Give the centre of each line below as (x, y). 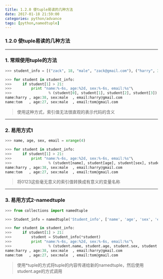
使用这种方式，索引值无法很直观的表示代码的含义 (66, 112)
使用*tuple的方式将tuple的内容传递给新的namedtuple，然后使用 (80, 265)
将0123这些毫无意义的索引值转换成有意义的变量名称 (68, 182)
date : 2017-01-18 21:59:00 (32, 14)
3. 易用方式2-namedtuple (35, 200)
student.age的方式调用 (40, 271)
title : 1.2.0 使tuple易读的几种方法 (39, 9)
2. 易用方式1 (19, 130)
